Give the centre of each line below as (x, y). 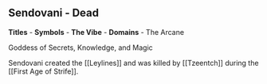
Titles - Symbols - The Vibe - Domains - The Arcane (96, 32)
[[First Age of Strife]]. (43, 71)
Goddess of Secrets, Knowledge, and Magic (80, 48)
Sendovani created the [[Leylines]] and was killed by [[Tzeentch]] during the (133, 63)
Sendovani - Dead (54, 13)
